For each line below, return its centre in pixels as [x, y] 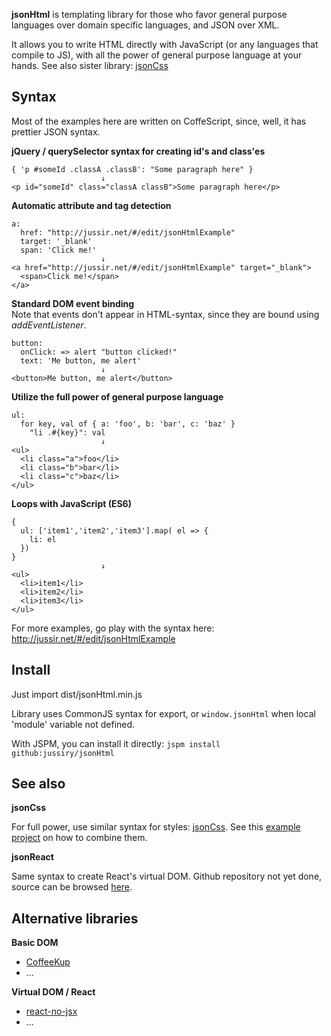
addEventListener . [49, 325]
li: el [43, 539]
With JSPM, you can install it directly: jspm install [116, 743]
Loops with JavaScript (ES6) [71, 503]
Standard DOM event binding [73, 303]
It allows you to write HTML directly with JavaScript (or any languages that [165, 44]
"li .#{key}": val [67, 432]
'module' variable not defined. [73, 724]
